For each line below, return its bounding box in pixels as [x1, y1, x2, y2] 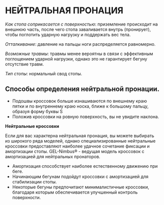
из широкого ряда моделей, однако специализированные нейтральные [5, 138, 156, 144]
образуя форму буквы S [12, 108, 63, 114]
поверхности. [12, 194, 41, 200]
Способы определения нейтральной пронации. [5, 85, 160, 93]
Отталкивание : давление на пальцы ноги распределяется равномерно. [5, 41, 156, 47]
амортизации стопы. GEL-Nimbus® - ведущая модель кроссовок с [5, 148, 145, 154]
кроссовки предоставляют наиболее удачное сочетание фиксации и [5, 143, 150, 149]
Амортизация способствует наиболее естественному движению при [12, 163, 158, 169]
